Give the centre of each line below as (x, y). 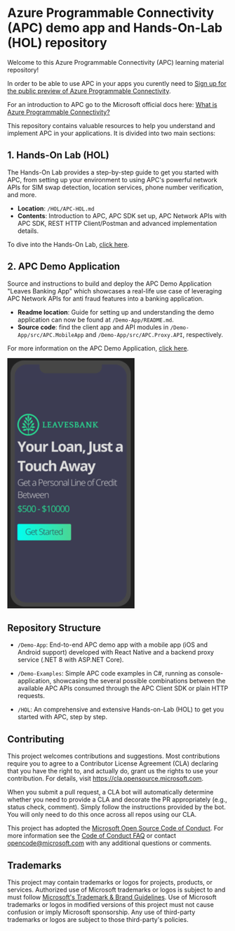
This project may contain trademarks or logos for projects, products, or (110, 882)
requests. (31, 696)
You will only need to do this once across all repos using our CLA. (102, 815)
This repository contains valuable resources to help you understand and (111, 125)
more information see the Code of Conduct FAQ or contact (92, 836)
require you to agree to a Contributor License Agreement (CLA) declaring (113, 764)
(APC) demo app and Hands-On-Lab (115, 28)
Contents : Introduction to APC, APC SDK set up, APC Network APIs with (122, 215)
